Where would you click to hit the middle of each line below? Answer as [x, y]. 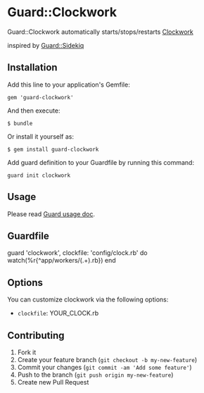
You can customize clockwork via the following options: [88, 299]
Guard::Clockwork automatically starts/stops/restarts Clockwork [100, 32]
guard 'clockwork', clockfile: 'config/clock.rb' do [77, 253]
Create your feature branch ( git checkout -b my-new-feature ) [107, 360]
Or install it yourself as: [40, 136]
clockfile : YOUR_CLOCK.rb [58, 313]
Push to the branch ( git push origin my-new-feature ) [95, 375]
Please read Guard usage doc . [51, 214]
